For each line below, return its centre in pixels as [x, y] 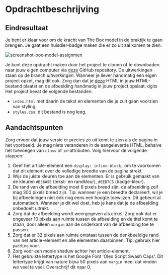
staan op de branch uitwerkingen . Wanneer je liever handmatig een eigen [81, 75]
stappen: [14, 156]
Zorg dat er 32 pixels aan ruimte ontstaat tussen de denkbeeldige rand [86, 235]
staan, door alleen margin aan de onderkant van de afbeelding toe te [83, 224]
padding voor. [26, 245]
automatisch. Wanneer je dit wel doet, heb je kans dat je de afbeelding [85, 203]
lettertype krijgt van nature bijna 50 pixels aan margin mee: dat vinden [85, 261]
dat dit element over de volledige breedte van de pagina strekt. [78, 171]
